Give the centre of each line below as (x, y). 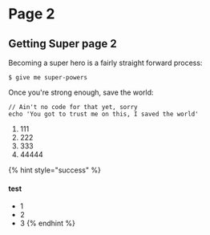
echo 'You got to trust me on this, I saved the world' (103, 114)
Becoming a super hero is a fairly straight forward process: (105, 63)
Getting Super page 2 (63, 44)
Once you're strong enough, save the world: (81, 92)
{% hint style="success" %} (55, 170)
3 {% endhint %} (48, 223)
